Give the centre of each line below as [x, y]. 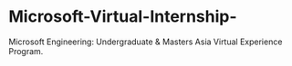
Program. [26, 51]
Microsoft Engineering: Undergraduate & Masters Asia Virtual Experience [146, 42]
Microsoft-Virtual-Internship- [123, 17]
